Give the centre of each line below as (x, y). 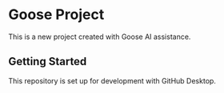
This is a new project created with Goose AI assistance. (100, 37)
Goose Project (56, 15)
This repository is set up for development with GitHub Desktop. (112, 80)
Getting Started (48, 62)
